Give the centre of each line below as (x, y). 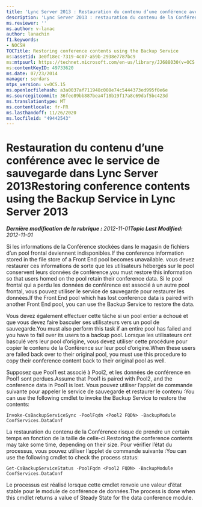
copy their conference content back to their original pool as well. (86, 361)
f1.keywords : (23, 40)
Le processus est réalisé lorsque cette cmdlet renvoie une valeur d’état (94, 485)
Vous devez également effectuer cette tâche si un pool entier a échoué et (97, 316)
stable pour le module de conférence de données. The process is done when (101, 491)
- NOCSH (16, 46)
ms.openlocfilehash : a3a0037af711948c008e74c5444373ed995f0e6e (87, 90)
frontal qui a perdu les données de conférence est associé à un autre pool (98, 285)
